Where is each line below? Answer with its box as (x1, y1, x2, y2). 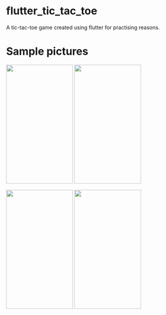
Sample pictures (6, 45, 89, 58)
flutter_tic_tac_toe (6, 4, 98, 18)
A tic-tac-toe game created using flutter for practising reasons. (6, 24, 160, 31)
